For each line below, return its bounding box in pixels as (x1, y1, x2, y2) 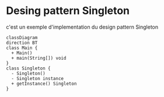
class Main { (6, 45, 38, 51)
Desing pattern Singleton (6, 4, 130, 18)
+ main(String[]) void (11, 55, 67, 61)
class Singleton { (6, 65, 51, 71)
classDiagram (6, 34, 38, 40)
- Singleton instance (11, 75, 64, 81)
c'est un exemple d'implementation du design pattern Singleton (6, 23, 159, 30)
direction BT (6, 40, 38, 46)
